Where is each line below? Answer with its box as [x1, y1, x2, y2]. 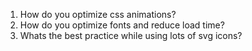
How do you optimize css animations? [19, 9, 177, 20]
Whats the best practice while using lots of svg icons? [19, 30, 243, 41]
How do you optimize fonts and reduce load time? [19, 19, 225, 31]
